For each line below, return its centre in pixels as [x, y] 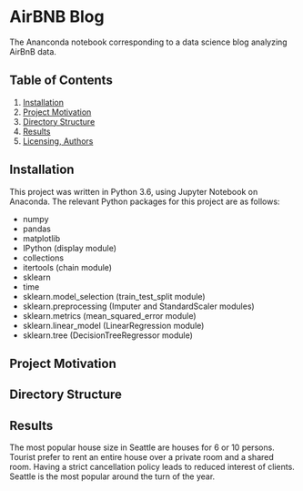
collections [43, 258]
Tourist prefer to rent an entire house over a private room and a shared [142, 457]
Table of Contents [61, 81]
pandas [37, 229]
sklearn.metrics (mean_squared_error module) [110, 315]
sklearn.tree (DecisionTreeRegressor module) [108, 335]
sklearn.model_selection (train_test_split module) [114, 296]
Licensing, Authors [58, 141]
